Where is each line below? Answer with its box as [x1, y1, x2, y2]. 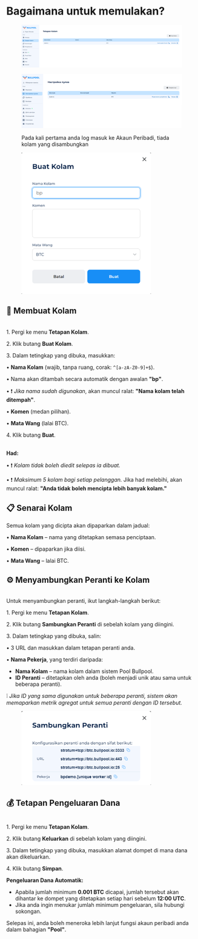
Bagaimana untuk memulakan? [6, 4, 165, 18]
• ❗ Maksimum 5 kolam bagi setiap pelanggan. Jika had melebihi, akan [6, 476, 183, 483]
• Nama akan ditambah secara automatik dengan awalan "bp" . [6, 375, 163, 382]
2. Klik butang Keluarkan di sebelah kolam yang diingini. [6, 835, 147, 842]
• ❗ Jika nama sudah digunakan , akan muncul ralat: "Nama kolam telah [6, 387, 185, 394]
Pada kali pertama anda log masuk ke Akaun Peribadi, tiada [21, 134, 170, 141]
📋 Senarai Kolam [6, 503, 73, 513]
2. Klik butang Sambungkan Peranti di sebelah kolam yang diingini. [6, 621, 174, 628]
